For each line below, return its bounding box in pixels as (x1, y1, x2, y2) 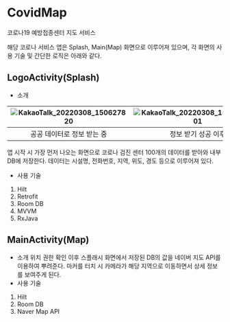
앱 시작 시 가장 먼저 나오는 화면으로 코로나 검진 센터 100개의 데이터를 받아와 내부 (7, 148, 221, 156)
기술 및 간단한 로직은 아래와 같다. (14, 51, 102, 60)
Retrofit (16, 192, 38, 200)
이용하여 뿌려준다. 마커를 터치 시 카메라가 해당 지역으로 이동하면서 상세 (16, 262, 205, 270)
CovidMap (7, 5, 67, 21)
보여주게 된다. (24, 270, 62, 279)
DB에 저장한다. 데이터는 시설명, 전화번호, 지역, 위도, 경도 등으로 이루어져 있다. (7, 157, 214, 165)
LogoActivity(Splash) (7, 72, 100, 84)
